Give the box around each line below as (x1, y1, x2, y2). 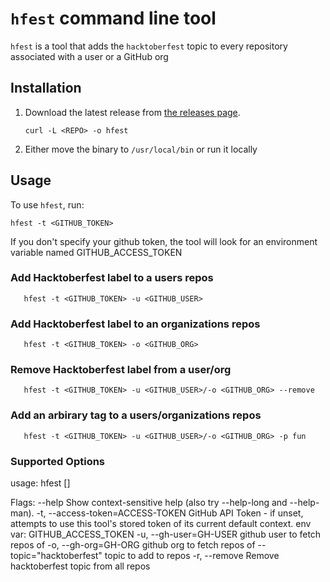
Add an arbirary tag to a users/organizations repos (10, 408, 262, 422)
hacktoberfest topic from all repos (10, 560, 151, 572)
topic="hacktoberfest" (10, 550, 103, 562)
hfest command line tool (10, 7, 217, 30)
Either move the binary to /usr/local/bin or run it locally (24, 143, 258, 155)
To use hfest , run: (10, 198, 85, 211)
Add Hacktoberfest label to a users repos (10, 271, 214, 285)
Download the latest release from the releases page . (24, 106, 241, 118)
